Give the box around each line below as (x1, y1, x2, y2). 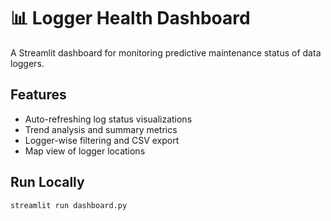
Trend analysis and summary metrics (24, 123, 178, 135)
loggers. (10, 57, 45, 69)
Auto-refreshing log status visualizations (24, 113, 193, 125)
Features (10, 86, 67, 104)
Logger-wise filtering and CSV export (24, 134, 180, 146)
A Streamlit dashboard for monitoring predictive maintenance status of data (10, 46, 322, 59)
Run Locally (10, 174, 85, 191)
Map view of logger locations (24, 145, 146, 157)
